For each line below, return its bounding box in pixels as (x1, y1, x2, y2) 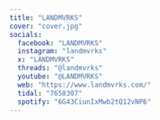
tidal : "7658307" (17, 88, 83, 97)
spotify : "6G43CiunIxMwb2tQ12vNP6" (17, 97, 152, 106)
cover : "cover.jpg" (9, 22, 83, 31)
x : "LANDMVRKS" (17, 55, 75, 64)
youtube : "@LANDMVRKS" (17, 72, 103, 81)
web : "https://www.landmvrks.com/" (17, 80, 152, 89)
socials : (9, 30, 42, 39)
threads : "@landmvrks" (17, 64, 103, 73)
